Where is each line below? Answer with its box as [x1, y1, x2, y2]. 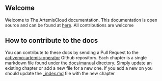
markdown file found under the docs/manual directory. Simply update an [5, 60, 152, 66]
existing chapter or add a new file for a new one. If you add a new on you [5, 65, 153, 71]
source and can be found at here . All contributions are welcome [5, 22, 134, 28]
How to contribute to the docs [5, 36, 98, 45]
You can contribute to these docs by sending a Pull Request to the [5, 49, 139, 55]
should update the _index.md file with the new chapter [5, 70, 115, 76]
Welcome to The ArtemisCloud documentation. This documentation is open [5, 17, 158, 23]
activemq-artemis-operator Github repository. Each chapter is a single [5, 54, 147, 60]
